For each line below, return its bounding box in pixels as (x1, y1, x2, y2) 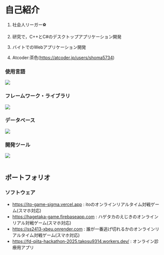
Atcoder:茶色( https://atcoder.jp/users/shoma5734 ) (12, 55, 115, 61)
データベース (5, 117, 35, 124)
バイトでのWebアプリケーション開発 (12, 44, 86, 50)
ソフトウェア (5, 189, 36, 196)
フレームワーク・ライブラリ (5, 93, 70, 99)
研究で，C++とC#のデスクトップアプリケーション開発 (12, 33, 122, 39)
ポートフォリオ (5, 173, 51, 182)
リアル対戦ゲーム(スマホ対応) (12, 220, 72, 225)
